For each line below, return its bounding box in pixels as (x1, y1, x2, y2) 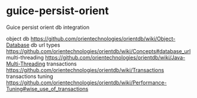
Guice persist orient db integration (6, 24, 90, 31)
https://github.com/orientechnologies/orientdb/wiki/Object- (30, 35, 176, 42)
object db (6, 35, 30, 42)
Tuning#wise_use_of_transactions (6, 85, 89, 92)
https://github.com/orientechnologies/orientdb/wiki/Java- (45, 54, 185, 61)
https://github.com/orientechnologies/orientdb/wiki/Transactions (6, 66, 164, 73)
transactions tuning (6, 73, 53, 80)
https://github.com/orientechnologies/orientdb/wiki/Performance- (6, 79, 167, 86)
